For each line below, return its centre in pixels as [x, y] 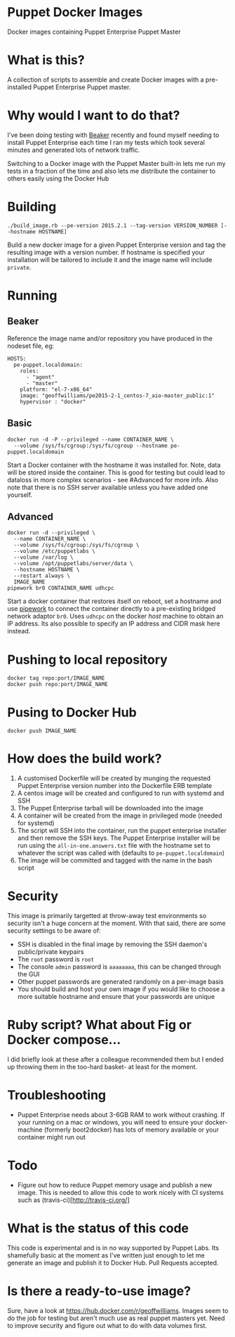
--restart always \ [42, 576]
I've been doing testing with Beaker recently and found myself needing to [113, 135]
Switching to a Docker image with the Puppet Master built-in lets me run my [116, 163]
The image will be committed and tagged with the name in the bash [115, 860]
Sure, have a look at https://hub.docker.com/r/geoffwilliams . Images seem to [118, 1310]
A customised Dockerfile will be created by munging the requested [114, 778]
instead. [19, 631]
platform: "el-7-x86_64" [56, 389]
